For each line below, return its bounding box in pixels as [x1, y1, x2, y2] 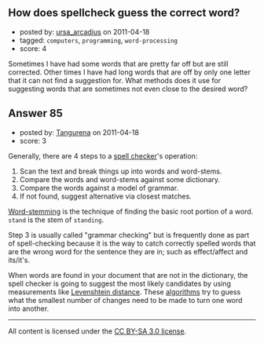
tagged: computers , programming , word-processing [19, 35, 178, 45]
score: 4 [19, 43, 47, 53]
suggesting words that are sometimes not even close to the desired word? [8, 84, 248, 93]
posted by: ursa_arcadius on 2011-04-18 [19, 27, 150, 36]
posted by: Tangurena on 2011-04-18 [19, 127, 140, 137]
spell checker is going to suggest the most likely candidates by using [8, 279, 232, 288]
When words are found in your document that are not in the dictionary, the [8, 270, 248, 279]
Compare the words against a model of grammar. [19, 183, 179, 192]
